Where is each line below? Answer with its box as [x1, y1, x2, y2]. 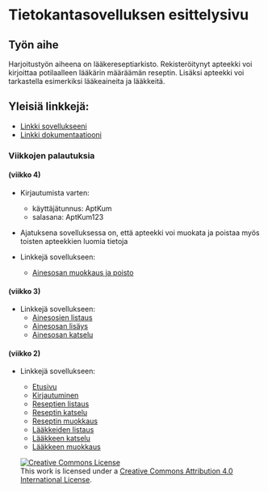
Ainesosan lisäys [31, 322, 89, 331]
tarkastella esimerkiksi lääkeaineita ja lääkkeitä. [8, 77, 165, 86]
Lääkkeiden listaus [31, 425, 94, 435]
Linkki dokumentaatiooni [19, 129, 103, 139]
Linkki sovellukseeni [19, 121, 87, 131]
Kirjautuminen [31, 390, 79, 401]
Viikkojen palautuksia [8, 149, 95, 161]
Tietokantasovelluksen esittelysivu [8, 6, 249, 24]
